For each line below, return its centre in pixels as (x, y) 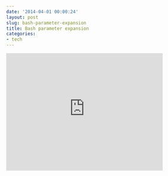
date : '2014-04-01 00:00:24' (42, 12)
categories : (21, 34)
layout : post (22, 17)
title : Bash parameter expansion (48, 28)
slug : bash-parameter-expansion (46, 23)
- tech (14, 39)
